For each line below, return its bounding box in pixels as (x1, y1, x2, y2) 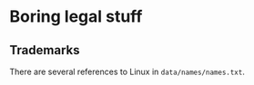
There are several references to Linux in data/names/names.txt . (9, 66, 246, 77)
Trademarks (9, 42, 80, 58)
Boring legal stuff (9, 6, 143, 27)
